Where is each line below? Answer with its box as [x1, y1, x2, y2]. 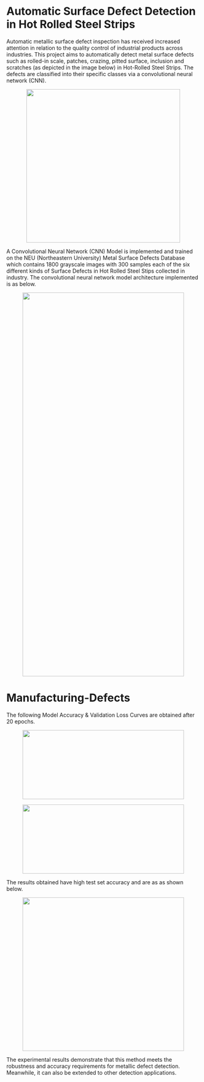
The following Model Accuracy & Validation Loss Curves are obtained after [6, 711, 195, 718]
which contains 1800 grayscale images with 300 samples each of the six [6, 260, 190, 268]
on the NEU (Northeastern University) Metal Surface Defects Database [6, 254, 186, 262]
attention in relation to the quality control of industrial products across [6, 44, 183, 52]
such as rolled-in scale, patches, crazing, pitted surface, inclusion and [6, 57, 184, 64]
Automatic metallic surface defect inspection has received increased [6, 37, 180, 45]
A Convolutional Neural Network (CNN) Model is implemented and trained [6, 247, 194, 255]
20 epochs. [6, 717, 36, 725]
